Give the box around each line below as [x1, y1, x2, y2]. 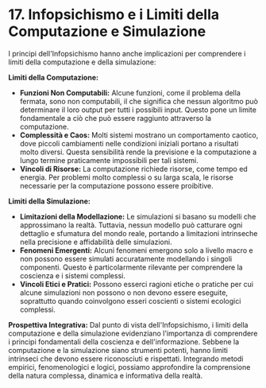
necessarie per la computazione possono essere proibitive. [19, 180, 214, 190]
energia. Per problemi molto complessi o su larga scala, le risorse [19, 173, 234, 182]
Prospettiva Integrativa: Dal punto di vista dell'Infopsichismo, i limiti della [8, 320, 249, 329]
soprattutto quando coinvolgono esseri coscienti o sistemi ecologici [19, 296, 241, 305]
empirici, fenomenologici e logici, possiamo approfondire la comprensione [8, 362, 251, 371]
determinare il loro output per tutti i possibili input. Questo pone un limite [19, 105, 256, 114]
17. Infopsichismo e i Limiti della [8, 6, 220, 24]
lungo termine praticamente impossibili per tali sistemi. [19, 155, 199, 165]
